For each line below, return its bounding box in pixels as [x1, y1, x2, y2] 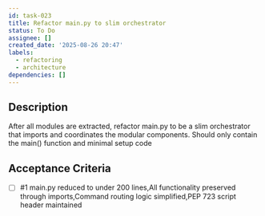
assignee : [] [8, 33, 52, 42]
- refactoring [15, 57, 62, 65]
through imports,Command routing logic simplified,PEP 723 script [19, 192, 236, 202]
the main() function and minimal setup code [8, 139, 152, 148]
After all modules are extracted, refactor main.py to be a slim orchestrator [8, 121, 251, 132]
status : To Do [8, 26, 56, 34]
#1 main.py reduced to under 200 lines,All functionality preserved [19, 183, 236, 192]
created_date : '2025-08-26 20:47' [8, 41, 124, 49]
